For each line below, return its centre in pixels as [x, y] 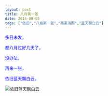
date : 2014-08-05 [22, 18]
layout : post [18, 9]
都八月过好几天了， [24, 48]
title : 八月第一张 [22, 14]
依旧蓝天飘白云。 [22, 79]
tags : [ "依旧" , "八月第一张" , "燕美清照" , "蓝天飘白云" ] [54, 23]
